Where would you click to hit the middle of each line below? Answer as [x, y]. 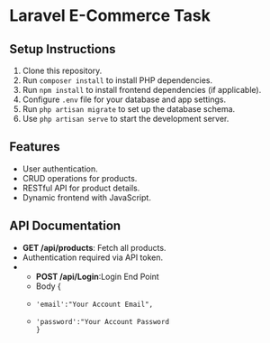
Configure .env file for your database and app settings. [124, 99]
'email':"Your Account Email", [94, 304]
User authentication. [60, 169]
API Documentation [65, 226]
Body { [48, 286]
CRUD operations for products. [80, 178]
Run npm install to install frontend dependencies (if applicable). [142, 90]
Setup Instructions [63, 49]
